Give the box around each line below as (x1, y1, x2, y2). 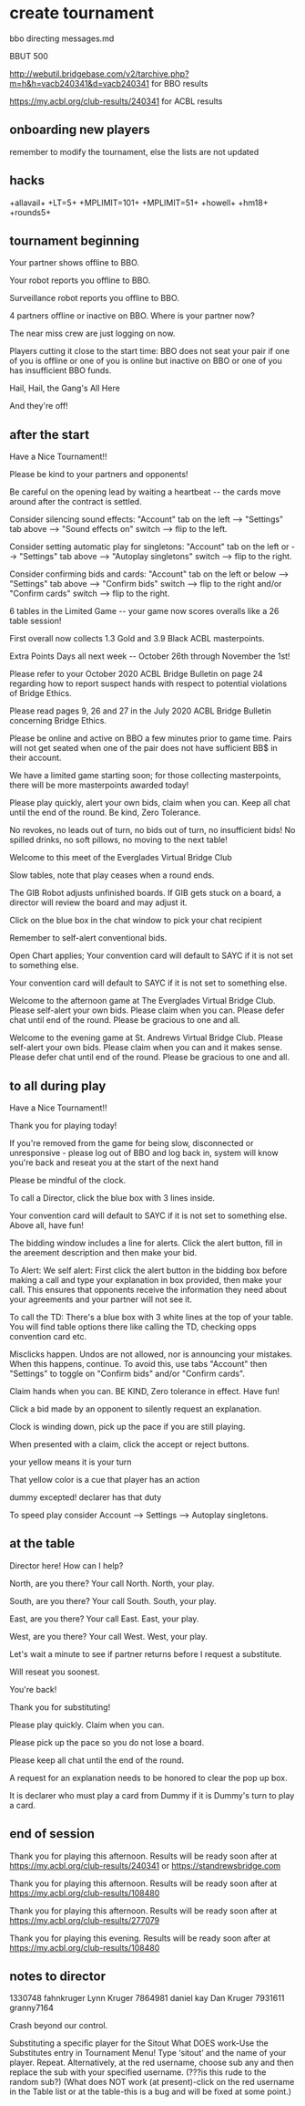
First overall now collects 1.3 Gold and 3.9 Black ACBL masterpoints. (9, 633, 266, 644)
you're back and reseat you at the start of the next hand (9, 1157, 219, 1168)
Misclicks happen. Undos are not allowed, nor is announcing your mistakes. (9, 1349, 293, 1360)
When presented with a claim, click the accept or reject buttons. (9, 1439, 249, 1449)
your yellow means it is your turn (9, 1456, 132, 1467)
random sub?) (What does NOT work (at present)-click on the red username (9, 2077, 295, 2088)
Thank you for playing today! (9, 1121, 117, 1131)
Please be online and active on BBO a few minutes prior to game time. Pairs (9, 733, 292, 744)
